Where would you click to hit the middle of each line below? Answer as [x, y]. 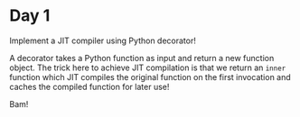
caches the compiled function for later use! [89, 86]
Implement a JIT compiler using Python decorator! [103, 40]
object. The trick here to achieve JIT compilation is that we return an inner [148, 67]
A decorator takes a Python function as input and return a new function [142, 58]
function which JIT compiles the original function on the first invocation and [150, 76]
